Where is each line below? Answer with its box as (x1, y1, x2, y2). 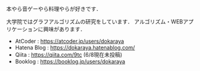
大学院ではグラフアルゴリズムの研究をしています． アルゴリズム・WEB (6, 18, 183, 25)
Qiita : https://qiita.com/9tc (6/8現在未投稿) (15, 51, 123, 58)
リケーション (6, 26, 38, 32)
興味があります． (43, 26, 86, 32)
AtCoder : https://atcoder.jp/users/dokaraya (15, 38, 124, 45)
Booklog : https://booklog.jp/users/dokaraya (15, 58, 126, 65)
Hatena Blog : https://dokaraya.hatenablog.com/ (15, 44, 135, 51)
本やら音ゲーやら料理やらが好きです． (6, 5, 102, 12)
